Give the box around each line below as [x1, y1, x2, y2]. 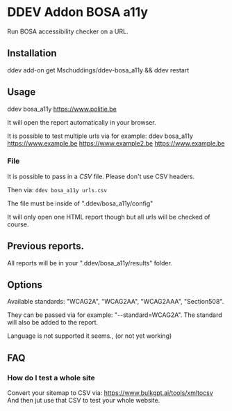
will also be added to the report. [7, 318, 99, 327]
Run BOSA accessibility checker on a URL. [7, 27, 129, 36]
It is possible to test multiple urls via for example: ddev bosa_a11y [7, 132, 193, 140]
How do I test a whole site [7, 373, 95, 382]
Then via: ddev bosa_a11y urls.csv [7, 185, 108, 194]
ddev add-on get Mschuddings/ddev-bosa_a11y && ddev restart [7, 65, 190, 74]
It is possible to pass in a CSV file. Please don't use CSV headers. [7, 172, 195, 180]
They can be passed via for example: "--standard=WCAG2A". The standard [7, 311, 222, 319]
